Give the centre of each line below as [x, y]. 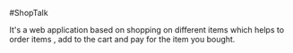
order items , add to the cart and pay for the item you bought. [122, 39]
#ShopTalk [29, 13]
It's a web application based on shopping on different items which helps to [147, 30]
